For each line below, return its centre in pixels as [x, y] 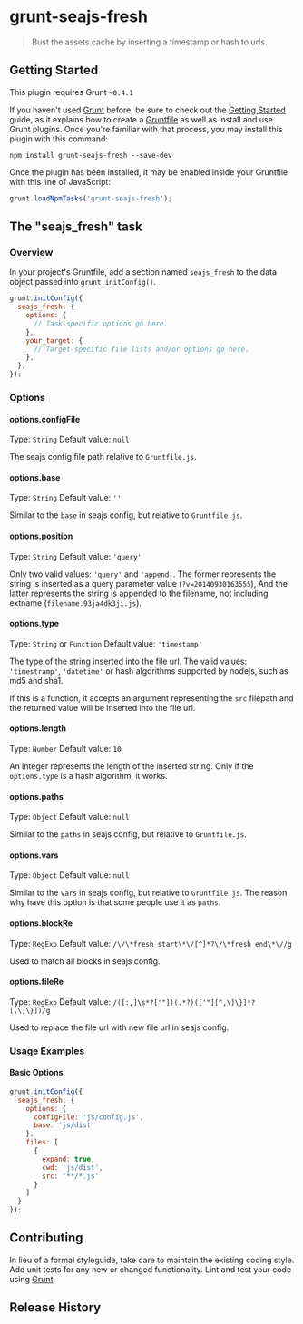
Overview [31, 252]
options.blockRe [41, 923]
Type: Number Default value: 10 [65, 749]
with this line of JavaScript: [60, 181]
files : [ [42, 1143]
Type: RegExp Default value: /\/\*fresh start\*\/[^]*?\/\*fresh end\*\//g [151, 943]
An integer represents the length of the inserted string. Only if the [132, 766]
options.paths [36, 796]
